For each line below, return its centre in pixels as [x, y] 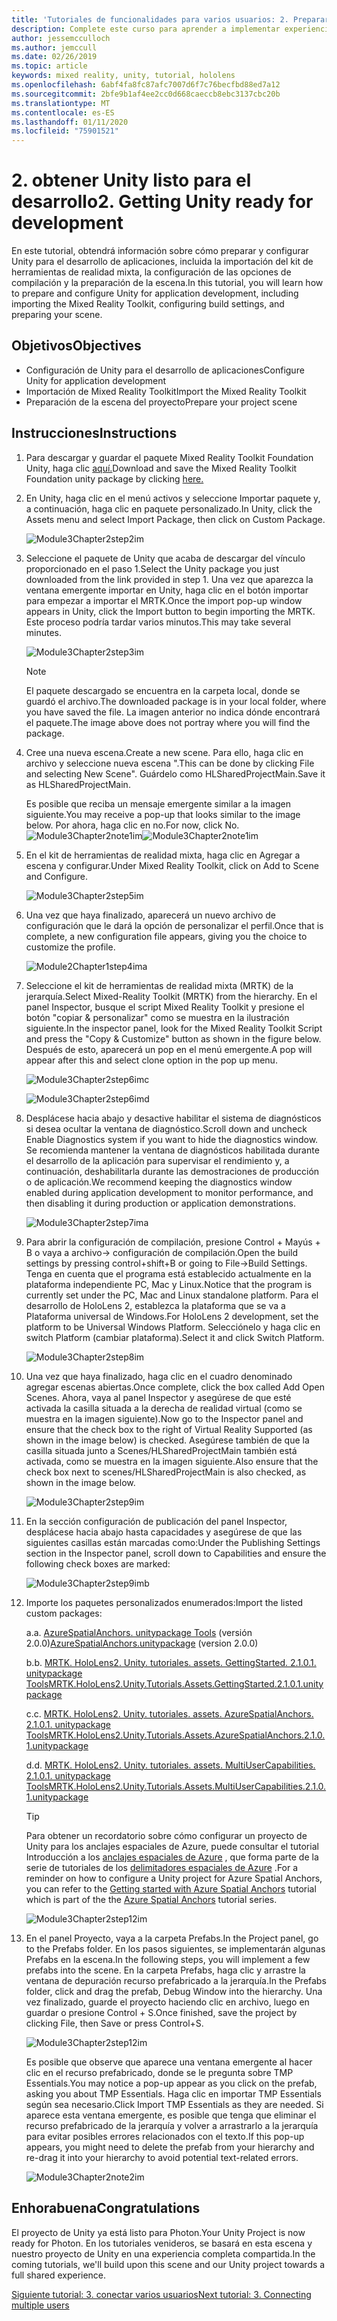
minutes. [44, 632]
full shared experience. [59, 2275]
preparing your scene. [57, 315]
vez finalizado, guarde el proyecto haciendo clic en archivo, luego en [167, 2002]
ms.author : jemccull [54, 47]
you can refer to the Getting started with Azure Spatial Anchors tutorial [171, 1888]
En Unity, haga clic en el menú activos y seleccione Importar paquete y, [173, 498]
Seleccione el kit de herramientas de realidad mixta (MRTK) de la [159, 985]
